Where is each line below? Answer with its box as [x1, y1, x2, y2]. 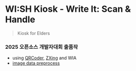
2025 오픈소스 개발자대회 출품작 [5, 43, 78, 50]
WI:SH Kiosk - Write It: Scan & [5, 3, 131, 15]
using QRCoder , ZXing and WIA [12, 55, 77, 61]
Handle [5, 14, 36, 25]
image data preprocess [12, 60, 60, 66]
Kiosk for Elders [17, 30, 50, 36]
